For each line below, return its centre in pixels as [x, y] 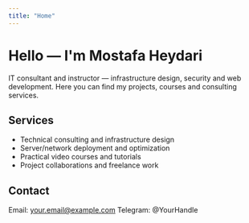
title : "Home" [32, 16]
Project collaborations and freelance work [89, 165]
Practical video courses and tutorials [81, 157]
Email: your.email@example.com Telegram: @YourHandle [103, 210]
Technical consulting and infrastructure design [97, 140]
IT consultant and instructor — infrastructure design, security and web [125, 78]
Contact [29, 190]
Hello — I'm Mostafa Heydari [106, 55]
